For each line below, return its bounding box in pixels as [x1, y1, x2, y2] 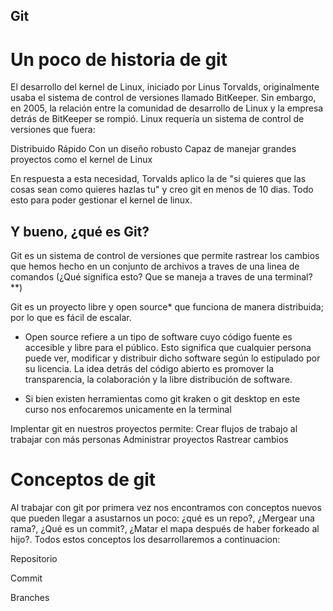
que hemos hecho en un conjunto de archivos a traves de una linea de [10, 260, 300, 273]
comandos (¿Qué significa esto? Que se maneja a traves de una [10, 271, 273, 283]
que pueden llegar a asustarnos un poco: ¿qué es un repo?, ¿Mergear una [10, 512, 315, 524]
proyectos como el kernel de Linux [10, 154, 153, 166]
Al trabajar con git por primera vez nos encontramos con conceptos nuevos [10, 502, 322, 514]
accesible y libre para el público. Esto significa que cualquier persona [24, 342, 312, 354]
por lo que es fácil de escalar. [10, 312, 132, 324]
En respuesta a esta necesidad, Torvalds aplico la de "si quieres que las [10, 173, 307, 185]
